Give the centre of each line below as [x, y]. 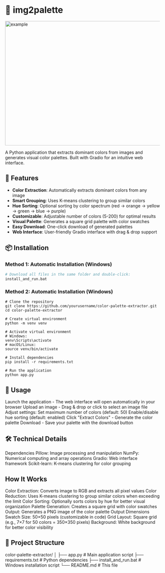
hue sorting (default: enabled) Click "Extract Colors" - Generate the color [79, 418]
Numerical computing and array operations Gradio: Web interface [71, 458]
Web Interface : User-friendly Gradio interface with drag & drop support [84, 232]
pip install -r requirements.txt [39, 362]
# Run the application [28, 371]
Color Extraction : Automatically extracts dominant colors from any [80, 190]
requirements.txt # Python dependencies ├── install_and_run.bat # [73, 560]
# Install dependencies [29, 358]
